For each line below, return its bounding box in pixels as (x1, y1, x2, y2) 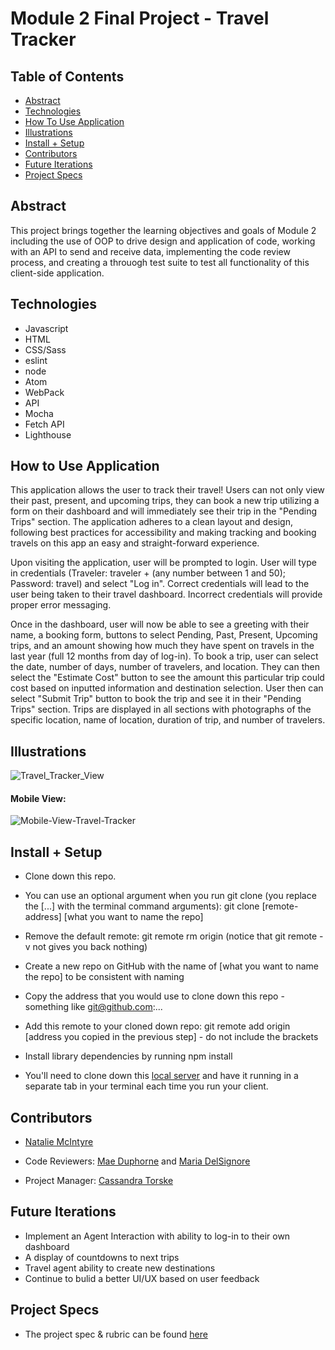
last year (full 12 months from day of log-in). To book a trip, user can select (10, 650, 319, 662)
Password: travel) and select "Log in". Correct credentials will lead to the (10, 578, 310, 590)
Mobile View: (10, 792, 67, 804)
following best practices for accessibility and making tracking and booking (10, 527, 317, 539)
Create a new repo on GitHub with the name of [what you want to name (24, 960, 319, 972)
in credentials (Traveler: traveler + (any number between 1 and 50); (10, 567, 287, 579)
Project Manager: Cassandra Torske (24, 1175, 174, 1187)
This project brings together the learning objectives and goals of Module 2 (10, 224, 317, 236)
